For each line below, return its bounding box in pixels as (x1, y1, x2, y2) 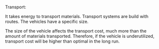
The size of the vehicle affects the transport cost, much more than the (5, 28, 147, 33)
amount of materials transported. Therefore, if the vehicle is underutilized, (5, 33, 155, 39)
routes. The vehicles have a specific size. (5, 19, 89, 24)
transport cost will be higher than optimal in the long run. (5, 38, 120, 44)
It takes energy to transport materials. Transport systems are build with (5, 14, 149, 19)
